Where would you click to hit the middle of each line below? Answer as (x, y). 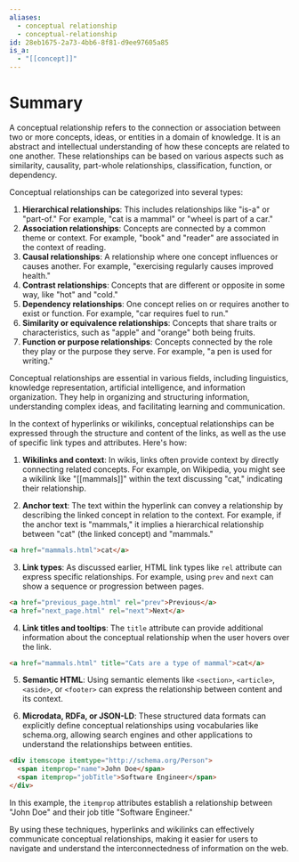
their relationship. (54, 488)
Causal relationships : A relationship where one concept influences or (150, 256)
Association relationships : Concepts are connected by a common (144, 228)
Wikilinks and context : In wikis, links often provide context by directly (150, 459)
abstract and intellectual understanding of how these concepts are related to (149, 146)
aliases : (25, 17)
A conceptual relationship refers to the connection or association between (145, 127)
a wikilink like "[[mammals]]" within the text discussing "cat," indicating (152, 478)
